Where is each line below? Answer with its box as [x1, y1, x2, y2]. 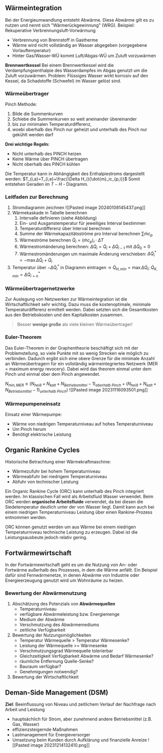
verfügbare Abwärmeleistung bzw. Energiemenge [19, 611, 120, 617]
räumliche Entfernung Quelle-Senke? [19, 659, 94, 664]
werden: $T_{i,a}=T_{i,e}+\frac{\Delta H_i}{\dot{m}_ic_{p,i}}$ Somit [5, 176, 140, 182]
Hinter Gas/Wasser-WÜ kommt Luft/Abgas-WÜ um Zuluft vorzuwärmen [12, 53, 157, 59]
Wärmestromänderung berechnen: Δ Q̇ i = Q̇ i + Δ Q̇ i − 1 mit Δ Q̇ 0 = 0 [19, 243, 151, 250]
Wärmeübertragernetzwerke [5, 285, 75, 292]
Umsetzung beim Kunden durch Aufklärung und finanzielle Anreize [12, 737, 147, 743]
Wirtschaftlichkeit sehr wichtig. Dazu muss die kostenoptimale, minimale [5, 301, 151, 307]
